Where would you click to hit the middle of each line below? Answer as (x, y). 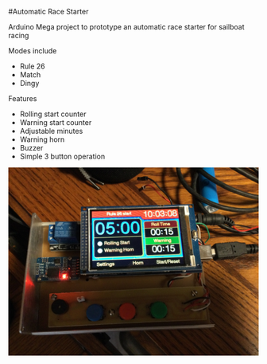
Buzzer (31, 148)
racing (19, 35)
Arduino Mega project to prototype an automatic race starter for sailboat (126, 27)
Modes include (33, 51)
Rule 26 (32, 66)
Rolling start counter (53, 114)
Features (23, 98)
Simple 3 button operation (62, 156)
